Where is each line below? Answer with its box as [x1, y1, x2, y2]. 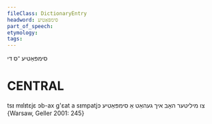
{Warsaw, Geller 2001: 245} [7, 109, 85, 117]
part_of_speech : [7, 23, 53, 29]
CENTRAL [7, 78, 64, 94]
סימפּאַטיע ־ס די [7, 54, 48, 62]
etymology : [7, 29, 38, 36]
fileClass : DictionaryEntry [7, 10, 88, 17]
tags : [7, 36, 23, 42]
